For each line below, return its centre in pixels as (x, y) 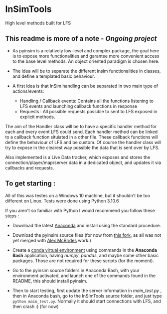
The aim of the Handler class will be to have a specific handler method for (81, 126)
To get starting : (30, 184)
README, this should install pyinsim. (50, 281)
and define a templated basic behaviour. (54, 76)
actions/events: (28, 91)
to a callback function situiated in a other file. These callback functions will (82, 137)
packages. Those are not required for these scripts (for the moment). (83, 261)
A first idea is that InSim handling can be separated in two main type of (85, 86)
